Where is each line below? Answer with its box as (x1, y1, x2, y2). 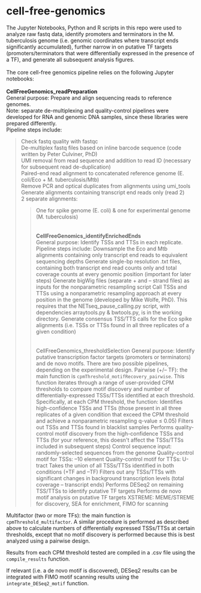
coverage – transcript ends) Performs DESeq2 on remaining (35, 481, 184, 488)
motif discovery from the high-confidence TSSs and (55, 430, 184, 437)
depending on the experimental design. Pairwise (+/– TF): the (35, 366, 188, 373)
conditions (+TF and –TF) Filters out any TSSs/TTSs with (35, 468, 176, 475)
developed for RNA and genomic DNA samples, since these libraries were (6, 113, 188, 121)
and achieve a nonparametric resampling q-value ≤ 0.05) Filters (35, 417, 194, 424)
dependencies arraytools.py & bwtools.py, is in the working (35, 309, 182, 316)
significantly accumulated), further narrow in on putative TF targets (6, 43, 172, 50)
